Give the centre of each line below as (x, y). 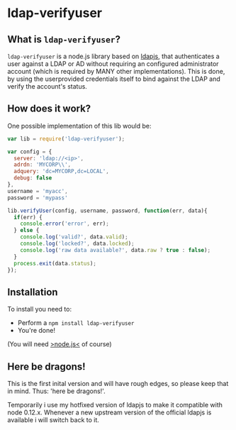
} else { (27, 231)
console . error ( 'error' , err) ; (65, 224)
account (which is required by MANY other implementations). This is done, (116, 71)
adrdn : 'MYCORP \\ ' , (43, 165)
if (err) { (28, 217)
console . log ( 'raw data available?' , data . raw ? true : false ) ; (116, 250)
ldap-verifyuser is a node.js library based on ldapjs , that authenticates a (113, 56)
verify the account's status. (47, 86)
